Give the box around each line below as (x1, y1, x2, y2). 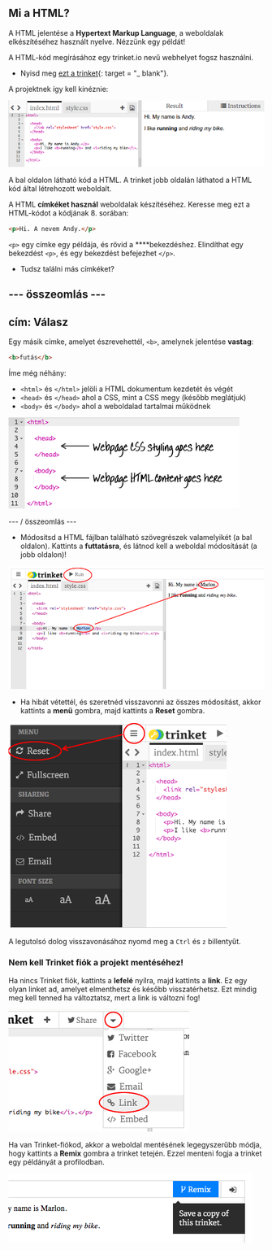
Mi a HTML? (8, 7, 71, 20)
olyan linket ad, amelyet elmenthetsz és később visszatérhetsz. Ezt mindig (8, 984, 257, 994)
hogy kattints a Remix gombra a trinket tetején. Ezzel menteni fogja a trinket (8, 1148, 262, 1158)
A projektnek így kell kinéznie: (8, 84, 109, 94)
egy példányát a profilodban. (8, 1156, 105, 1166)
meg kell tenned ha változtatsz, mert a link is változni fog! (8, 992, 201, 1003)
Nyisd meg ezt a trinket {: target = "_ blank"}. (19, 68, 169, 78)
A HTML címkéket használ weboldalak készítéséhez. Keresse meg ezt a (8, 199, 250, 210)
